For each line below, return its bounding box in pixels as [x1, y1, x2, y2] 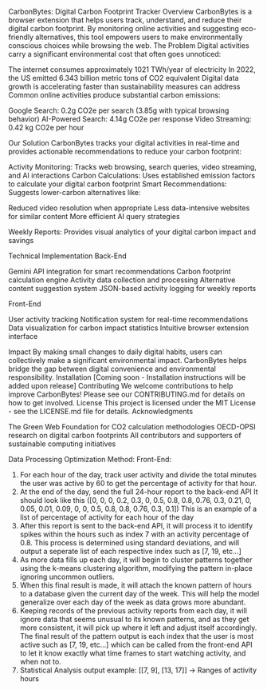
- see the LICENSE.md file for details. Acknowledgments [8, 407, 194, 416]
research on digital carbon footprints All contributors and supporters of [8, 431, 241, 440]
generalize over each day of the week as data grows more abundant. [19, 597, 246, 607]
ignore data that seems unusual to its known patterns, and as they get [19, 615, 249, 624]
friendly [8, 32, 34, 42]
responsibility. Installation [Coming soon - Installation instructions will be [8, 373, 246, 382]
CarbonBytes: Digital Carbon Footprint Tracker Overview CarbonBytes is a [8, 7, 253, 16]
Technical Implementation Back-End [8, 251, 128, 261]
